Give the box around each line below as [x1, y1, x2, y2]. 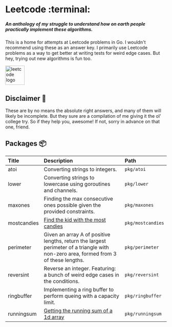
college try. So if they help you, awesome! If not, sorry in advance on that [5, 118, 160, 124]
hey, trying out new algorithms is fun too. [5, 55, 92, 62]
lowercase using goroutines [44, 180, 111, 187]
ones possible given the [44, 201, 101, 208]
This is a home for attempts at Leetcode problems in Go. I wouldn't [5, 39, 146, 46]
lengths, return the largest [44, 237, 106, 244]
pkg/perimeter [124, 244, 159, 250]
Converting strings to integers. [44, 165, 117, 172]
